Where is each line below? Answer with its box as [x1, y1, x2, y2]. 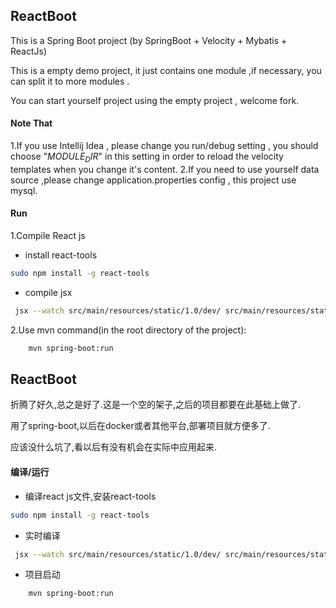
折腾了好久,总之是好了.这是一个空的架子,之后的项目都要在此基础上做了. [10, 399, 302, 411]
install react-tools [24, 249, 98, 261]
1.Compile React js [10, 230, 86, 242]
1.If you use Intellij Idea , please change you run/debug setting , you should [10, 140, 319, 152]
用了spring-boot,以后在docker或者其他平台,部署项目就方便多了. [10, 420, 271, 432]
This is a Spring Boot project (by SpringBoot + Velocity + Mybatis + [10, 34, 288, 46]
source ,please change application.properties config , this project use [10, 174, 297, 186]
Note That [10, 117, 53, 129]
